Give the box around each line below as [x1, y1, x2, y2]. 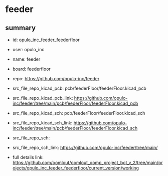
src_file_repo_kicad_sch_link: [12, 120, 73, 126]
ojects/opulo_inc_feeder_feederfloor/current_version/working [12, 165, 139, 171]
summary [5, 24, 36, 32]
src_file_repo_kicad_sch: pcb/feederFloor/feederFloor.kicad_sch [12, 110, 145, 116]
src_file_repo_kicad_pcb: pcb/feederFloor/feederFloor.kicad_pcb [12, 85, 146, 91]
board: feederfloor [12, 66, 51, 72]
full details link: [12, 154, 44, 160]
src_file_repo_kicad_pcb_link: [12, 95, 73, 101]
